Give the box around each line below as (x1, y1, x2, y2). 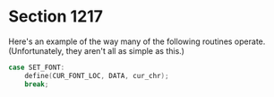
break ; (24, 79, 49, 89)
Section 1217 (8, 6, 104, 27)
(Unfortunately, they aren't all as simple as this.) (8, 45, 185, 56)
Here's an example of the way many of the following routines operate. (8, 36, 266, 47)
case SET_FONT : (8, 63, 65, 72)
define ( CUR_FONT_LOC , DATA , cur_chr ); (24, 71, 169, 80)
